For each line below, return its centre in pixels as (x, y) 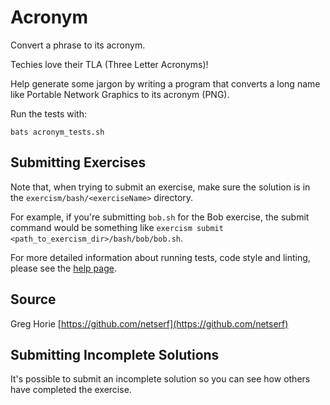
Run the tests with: (48, 113)
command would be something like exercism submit (117, 227)
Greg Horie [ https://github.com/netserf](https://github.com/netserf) (149, 323)
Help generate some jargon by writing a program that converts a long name (165, 83)
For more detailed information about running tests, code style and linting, (160, 257)
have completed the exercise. (71, 390)
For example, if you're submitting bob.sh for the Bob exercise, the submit (160, 217)
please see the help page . (63, 268)
